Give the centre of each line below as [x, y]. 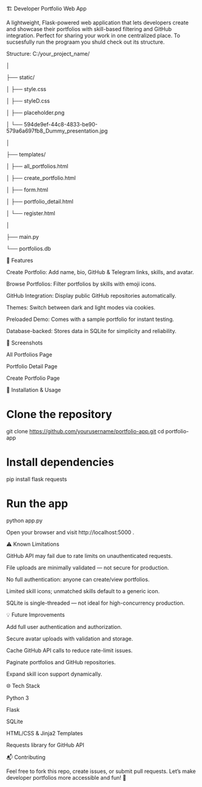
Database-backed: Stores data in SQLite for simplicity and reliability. [92, 331]
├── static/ [21, 77]
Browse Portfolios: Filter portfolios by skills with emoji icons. [81, 284]
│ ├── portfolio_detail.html [40, 201]
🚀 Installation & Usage [34, 390]
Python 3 [18, 698]
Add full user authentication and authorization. [64, 627]
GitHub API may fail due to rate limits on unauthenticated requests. [89, 555]
